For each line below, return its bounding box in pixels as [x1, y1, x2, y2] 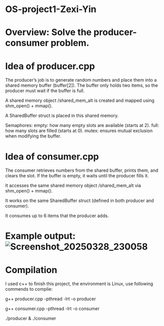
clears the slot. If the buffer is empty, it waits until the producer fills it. [5, 173, 149, 179]
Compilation [5, 264, 57, 276]
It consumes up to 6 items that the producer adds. [5, 213, 109, 219]
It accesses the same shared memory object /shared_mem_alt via [5, 182, 141, 188]
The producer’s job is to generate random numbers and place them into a [5, 77, 157, 83]
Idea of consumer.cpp [5, 151, 99, 162]
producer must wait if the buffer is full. [5, 88, 85, 94]
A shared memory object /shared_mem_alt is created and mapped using [5, 97, 155, 104]
